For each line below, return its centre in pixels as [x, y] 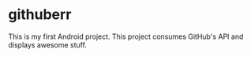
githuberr [40, 15]
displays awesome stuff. [47, 44]
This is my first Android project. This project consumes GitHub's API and [126, 36]
